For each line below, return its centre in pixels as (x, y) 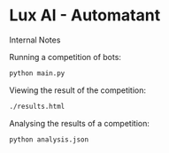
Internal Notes (35, 40)
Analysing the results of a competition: (80, 123)
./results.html (37, 106)
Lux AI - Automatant (85, 15)
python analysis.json (49, 139)
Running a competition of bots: (65, 57)
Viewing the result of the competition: (78, 90)
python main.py (37, 73)
